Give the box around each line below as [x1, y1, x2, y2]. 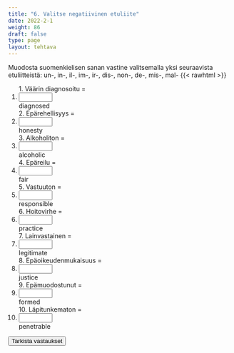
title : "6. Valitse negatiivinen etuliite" [8, 10, 140, 18]
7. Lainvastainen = [18, 232, 72, 240]
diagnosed [18, 101, 50, 110]
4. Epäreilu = [18, 158, 56, 166]
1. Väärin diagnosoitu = [18, 85, 86, 93]
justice [18, 273, 39, 282]
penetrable [18, 322, 51, 330]
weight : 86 [8, 24, 41, 31]
